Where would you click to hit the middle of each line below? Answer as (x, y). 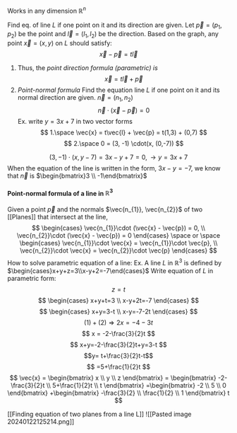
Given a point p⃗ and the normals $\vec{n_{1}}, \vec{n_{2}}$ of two (105, 209)
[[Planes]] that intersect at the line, (57, 216)
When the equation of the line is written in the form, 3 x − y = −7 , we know (114, 168)
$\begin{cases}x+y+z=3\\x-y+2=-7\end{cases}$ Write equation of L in (110, 270)
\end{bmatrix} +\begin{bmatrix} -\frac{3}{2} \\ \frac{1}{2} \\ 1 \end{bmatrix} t (119, 393)
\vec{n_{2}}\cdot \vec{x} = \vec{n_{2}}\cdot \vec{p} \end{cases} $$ (119, 250)
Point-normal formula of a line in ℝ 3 (60, 192)
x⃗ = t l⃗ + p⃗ (124, 79)
